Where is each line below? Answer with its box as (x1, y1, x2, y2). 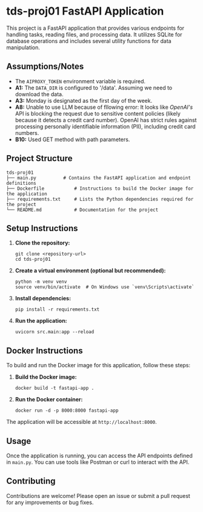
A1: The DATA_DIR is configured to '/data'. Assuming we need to (15, 84, 173, 91)
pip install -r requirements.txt (15, 306, 100, 313)
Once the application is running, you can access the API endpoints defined (6, 452, 193, 459)
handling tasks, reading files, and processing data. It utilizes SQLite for (6, 30, 183, 38)
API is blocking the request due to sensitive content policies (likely (15, 109, 181, 117)
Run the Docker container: (15, 396, 83, 403)
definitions (6, 180, 36, 186)
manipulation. (6, 44, 41, 51)
